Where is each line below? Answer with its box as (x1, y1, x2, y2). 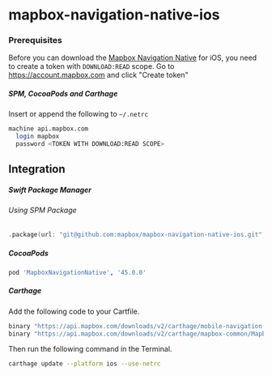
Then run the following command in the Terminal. (8, 344, 172, 354)
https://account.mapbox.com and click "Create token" (8, 70, 189, 80)
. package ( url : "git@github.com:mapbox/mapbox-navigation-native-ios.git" (8, 231, 263, 239)
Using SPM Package (8, 205, 77, 216)
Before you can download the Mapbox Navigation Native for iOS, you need (8, 53, 257, 62)
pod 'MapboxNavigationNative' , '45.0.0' (8, 268, 147, 276)
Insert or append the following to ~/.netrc (8, 109, 148, 119)
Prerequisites (8, 35, 62, 46)
